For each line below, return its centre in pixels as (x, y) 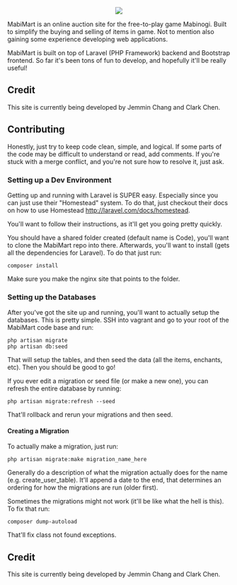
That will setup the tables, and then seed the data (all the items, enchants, (115, 360)
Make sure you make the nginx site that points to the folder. (94, 279)
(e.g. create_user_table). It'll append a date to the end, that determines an (114, 480)
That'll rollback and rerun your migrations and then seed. (90, 415)
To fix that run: (29, 509)
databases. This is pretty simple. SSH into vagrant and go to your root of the (118, 320)
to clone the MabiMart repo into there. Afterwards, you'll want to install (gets (118, 245)
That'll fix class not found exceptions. (62, 535)
